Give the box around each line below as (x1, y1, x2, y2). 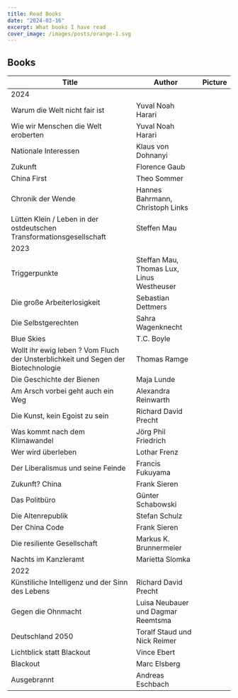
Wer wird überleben (11, 447, 77, 457)
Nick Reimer (135, 636, 177, 646)
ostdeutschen (11, 223, 57, 233)
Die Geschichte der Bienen (11, 375, 100, 385)
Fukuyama (135, 468, 171, 478)
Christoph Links (135, 203, 189, 213)
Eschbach (135, 680, 170, 689)
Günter (135, 490, 159, 500)
